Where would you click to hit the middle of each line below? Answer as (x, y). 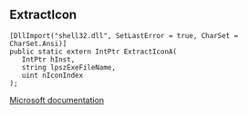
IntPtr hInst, (48, 59)
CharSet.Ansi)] (38, 43)
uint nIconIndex (52, 75)
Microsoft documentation (57, 100)
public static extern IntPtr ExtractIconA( (93, 52)
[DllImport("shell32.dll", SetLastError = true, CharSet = (124, 35)
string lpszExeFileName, (69, 67)
